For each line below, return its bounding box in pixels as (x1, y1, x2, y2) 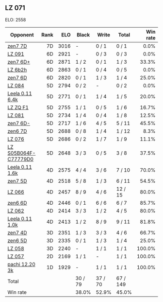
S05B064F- (7, 149, 36, 156)
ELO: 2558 (5, 17, 26, 22)
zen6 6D (7, 199, 27, 206)
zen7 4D (7, 229, 27, 236)
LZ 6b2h (7, 66, 27, 73)
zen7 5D (7, 178, 27, 184)
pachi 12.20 (7, 261, 35, 267)
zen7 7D (7, 42, 27, 49)
